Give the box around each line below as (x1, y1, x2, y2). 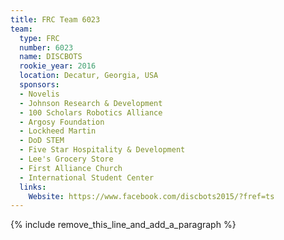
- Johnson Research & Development (19, 98, 163, 108)
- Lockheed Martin (19, 126, 97, 136)
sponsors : (19, 80, 60, 90)
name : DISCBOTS (19, 52, 83, 62)
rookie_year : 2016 (19, 61, 97, 71)
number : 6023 (19, 42, 74, 53)
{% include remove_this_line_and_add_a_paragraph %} (10, 219, 237, 231)
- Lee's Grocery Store (19, 154, 114, 164)
